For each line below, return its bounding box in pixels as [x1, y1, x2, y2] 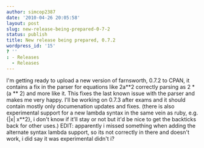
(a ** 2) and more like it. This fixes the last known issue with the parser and [6, 90, 195, 97]
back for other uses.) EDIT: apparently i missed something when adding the [6, 122, 196, 129]
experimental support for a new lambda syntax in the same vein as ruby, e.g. [6, 109, 199, 116]
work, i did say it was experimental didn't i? [6, 135, 114, 142]
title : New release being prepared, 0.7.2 [6, 37, 116, 43]
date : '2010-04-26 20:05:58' [6, 15, 80, 21]
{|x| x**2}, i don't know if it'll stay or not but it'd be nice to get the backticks [6, 115, 197, 122]
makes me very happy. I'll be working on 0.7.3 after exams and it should [6, 96, 186, 104]
